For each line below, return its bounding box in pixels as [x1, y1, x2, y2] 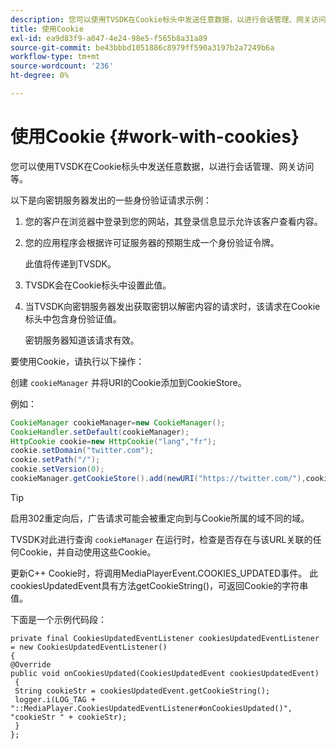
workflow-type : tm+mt [10, 52, 101, 62]
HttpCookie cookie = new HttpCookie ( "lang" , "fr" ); [10, 436, 217, 446]
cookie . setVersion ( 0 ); [10, 464, 105, 475]
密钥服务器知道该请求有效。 [24, 334, 140, 346]
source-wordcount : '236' [10, 61, 114, 71]
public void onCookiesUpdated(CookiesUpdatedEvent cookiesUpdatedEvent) [10, 668, 320, 678]
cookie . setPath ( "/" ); [10, 455, 101, 465]
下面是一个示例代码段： [10, 613, 107, 625]
